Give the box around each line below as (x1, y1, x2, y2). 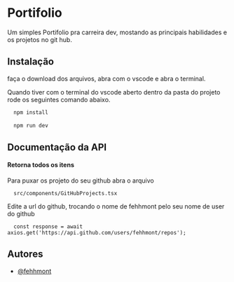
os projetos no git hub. (7, 35, 72, 43)
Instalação (7, 56, 55, 68)
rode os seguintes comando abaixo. (7, 95, 111, 104)
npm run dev (13, 122, 49, 129)
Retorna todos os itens (7, 161, 75, 169)
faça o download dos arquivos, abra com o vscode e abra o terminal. (7, 74, 206, 83)
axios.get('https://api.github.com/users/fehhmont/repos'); (7, 229, 187, 236)
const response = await (13, 223, 83, 230)
